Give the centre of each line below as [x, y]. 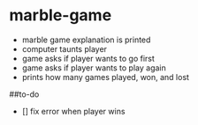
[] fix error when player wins [73, 111]
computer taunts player [65, 48]
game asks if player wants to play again [94, 68]
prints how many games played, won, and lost [106, 77]
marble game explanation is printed [86, 40]
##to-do [24, 94]
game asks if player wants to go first [88, 58]
